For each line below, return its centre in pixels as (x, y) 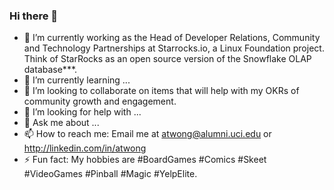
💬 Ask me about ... (61, 123)
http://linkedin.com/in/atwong (85, 148)
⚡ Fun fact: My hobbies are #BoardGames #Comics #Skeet (145, 160)
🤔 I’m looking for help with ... (82, 112)
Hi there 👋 (34, 16)
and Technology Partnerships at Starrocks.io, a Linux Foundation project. (174, 48)
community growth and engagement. (100, 101)
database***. (50, 70)
